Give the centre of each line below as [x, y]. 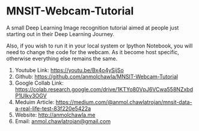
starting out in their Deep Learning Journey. [60, 34]
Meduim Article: [35, 102]
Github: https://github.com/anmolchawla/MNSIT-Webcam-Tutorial [96, 76]
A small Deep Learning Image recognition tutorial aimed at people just [93, 28]
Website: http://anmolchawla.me [55, 115]
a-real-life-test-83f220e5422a [53, 108]
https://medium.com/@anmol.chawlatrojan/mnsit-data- [124, 102]
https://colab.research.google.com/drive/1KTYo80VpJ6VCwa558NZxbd [104, 89]
